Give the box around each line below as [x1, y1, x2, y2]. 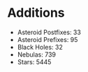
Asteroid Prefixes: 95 [17, 35, 78, 43]
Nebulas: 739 [17, 50, 56, 59]
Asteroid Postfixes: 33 [17, 28, 82, 36]
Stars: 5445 [17, 57, 52, 66]
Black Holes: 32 [17, 43, 63, 51]
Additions [7, 5, 65, 21]
